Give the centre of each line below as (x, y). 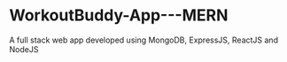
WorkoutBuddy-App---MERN (119, 15)
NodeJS (24, 49)
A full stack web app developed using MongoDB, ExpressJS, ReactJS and (144, 40)
